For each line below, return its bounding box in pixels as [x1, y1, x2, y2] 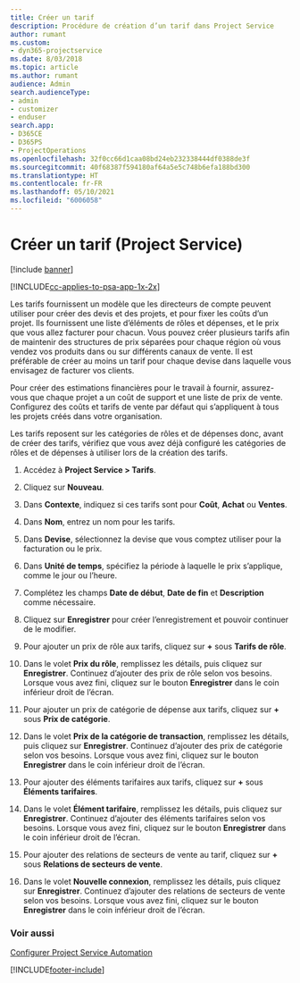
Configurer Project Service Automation [10, 947, 153, 958]
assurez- [241, 382, 275, 393]
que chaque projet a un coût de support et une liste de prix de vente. [29, 391, 284, 402]
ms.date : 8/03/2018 [10, 55, 83, 63]
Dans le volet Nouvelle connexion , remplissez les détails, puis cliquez [22, 876, 281, 886]
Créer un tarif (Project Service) [10, 234, 244, 255]
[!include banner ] [10, 264, 74, 274]
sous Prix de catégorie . [22, 713, 111, 724]
